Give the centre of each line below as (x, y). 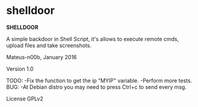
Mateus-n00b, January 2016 (42, 57)
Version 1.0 (20, 69)
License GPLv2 (25, 99)
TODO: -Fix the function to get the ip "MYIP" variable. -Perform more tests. (99, 80)
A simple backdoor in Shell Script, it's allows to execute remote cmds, (93, 39)
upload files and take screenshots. (49, 45)
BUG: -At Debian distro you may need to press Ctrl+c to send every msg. (96, 87)
